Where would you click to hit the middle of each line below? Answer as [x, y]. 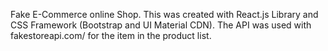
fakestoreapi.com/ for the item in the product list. [111, 35]
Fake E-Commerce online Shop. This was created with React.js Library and [164, 14]
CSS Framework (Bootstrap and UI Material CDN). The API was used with [161, 25]
